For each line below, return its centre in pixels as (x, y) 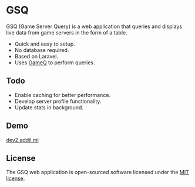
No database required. (42, 50)
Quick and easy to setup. (45, 44)
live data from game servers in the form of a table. (67, 32)
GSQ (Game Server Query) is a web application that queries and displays (94, 26)
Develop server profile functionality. (58, 101)
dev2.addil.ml (23, 140)
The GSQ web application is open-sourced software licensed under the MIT (97, 172)
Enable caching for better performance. (62, 95)
